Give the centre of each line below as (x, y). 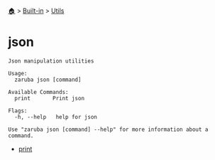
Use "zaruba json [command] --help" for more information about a (108, 129)
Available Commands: (39, 92)
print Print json (49, 98)
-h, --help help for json (56, 117)
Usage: (18, 73)
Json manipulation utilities (51, 61)
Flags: (18, 111)
